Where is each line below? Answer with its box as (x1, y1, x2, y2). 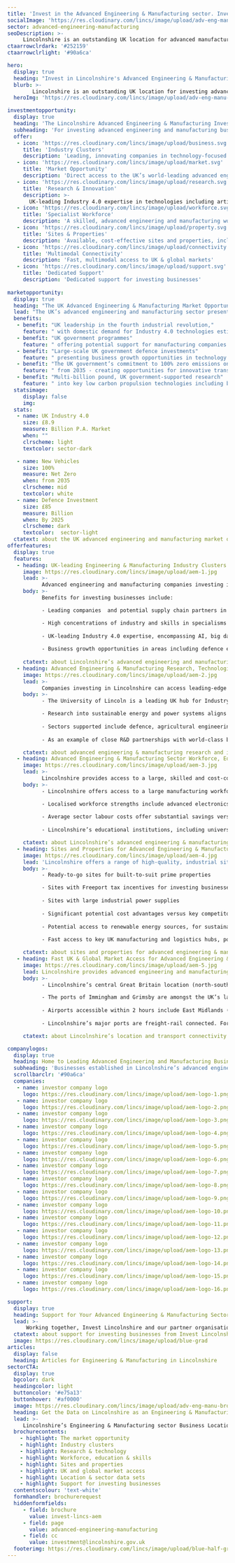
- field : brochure (22, 1506, 77, 1513)
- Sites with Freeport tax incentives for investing (41, 884, 199, 892)
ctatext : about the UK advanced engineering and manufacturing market (13, 536, 224, 543)
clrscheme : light (22, 438, 73, 445)
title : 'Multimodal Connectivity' (22, 250, 124, 257)
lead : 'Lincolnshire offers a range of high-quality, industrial (22, 858, 218, 866)
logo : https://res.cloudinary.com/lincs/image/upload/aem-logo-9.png (22, 1194, 230, 1201)
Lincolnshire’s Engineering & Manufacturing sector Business (22, 1422, 205, 1429)
